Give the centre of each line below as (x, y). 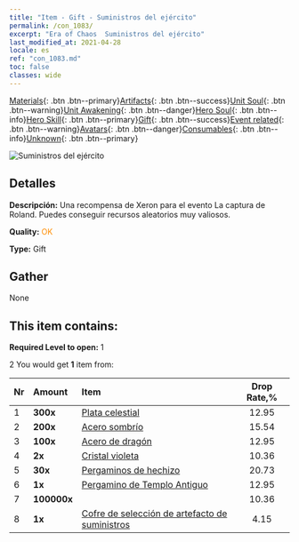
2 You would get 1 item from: (61, 364)
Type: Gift (28, 249)
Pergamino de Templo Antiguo (145, 485)
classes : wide (36, 76)
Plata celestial (110, 412)
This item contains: (64, 326)
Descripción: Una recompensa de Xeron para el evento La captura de (137, 204)
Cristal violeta (110, 456)
